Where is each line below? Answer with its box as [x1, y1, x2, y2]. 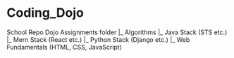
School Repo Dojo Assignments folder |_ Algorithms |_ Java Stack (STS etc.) [6, 28, 228, 36]
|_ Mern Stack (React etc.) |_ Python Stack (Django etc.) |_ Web [6, 35, 190, 43]
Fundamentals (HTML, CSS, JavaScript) [6, 43, 123, 51]
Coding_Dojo [6, 5, 84, 21]
